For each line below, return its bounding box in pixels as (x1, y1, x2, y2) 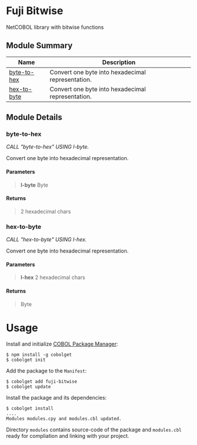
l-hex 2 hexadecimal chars (20, 274, 86, 281)
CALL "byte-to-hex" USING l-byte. (6, 143, 89, 151)
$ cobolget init (6, 357, 46, 363)
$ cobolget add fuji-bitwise (6, 378, 77, 385)
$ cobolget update (6, 384, 51, 390)
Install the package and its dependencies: (6, 394, 107, 401)
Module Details (6, 112, 63, 122)
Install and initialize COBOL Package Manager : (6, 340, 118, 348)
